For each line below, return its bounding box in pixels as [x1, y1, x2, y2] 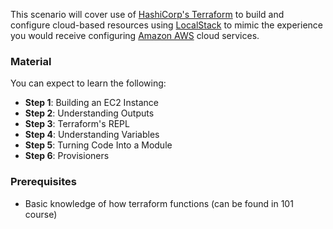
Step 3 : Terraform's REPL [24, 118, 130, 130]
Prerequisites [10, 175, 77, 189]
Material [10, 54, 52, 68]
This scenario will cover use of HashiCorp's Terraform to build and [10, 9, 285, 20]
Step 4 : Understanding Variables [24, 129, 160, 141]
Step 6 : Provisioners [24, 150, 110, 162]
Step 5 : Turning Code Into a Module [24, 139, 173, 151]
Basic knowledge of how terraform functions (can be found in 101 [24, 197, 294, 209]
